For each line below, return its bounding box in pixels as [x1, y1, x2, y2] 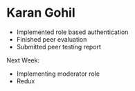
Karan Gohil [6, 5, 75, 21]
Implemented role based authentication [16, 28, 129, 36]
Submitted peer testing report [16, 42, 102, 51]
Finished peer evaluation [16, 35, 87, 43]
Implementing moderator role [16, 69, 100, 78]
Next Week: [6, 56, 39, 64]
